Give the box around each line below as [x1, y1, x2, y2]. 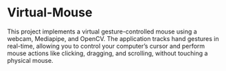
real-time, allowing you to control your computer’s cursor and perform [7, 42, 205, 50]
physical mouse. [7, 56, 54, 64]
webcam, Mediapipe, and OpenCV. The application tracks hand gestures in [7, 34, 219, 42]
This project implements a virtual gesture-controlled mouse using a [7, 27, 197, 35]
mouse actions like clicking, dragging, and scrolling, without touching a [7, 49, 208, 57]
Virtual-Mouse [7, 5, 93, 20]
